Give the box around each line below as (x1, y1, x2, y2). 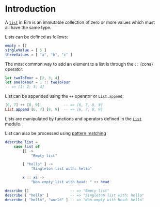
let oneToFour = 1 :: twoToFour (5, 80, 70, 85)
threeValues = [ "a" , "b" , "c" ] (5, 52, 73, 57)
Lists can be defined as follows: (5, 34, 68, 40)
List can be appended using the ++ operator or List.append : (5, 93, 124, 99)
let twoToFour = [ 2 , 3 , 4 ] (5, 75, 60, 80)
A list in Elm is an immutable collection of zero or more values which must (5, 19, 155, 25)
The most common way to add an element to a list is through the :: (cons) (5, 61, 153, 67)
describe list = (5, 139, 38, 145)
